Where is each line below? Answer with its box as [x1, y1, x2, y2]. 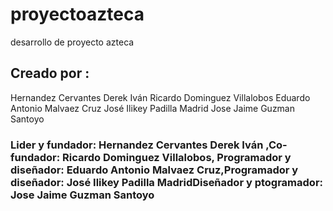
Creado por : [10, 65, 90, 82]
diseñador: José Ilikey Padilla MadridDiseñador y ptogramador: [10, 175, 324, 189]
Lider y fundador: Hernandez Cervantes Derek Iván [10, 138, 264, 152]
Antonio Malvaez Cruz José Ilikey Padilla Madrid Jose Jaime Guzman [10, 102, 296, 114]
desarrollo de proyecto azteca [10, 36, 135, 48]
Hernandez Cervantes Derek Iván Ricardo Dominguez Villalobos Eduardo [10, 91, 311, 103]
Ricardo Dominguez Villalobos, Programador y [62, 150, 292, 164]
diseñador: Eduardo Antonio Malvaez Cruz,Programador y [10, 163, 299, 177]
